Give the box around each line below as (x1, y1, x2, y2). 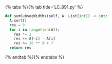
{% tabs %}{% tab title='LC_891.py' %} (5, 4, 84, 10)
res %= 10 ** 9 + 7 (14, 41, 54, 46)
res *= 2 (14, 32, 32, 37)
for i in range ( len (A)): (9, 27, 60, 32)
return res (9, 45, 32, 50)
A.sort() (9, 18, 27, 23)
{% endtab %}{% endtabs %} (5, 54, 65, 60)
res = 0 (9, 22, 25, 27)
